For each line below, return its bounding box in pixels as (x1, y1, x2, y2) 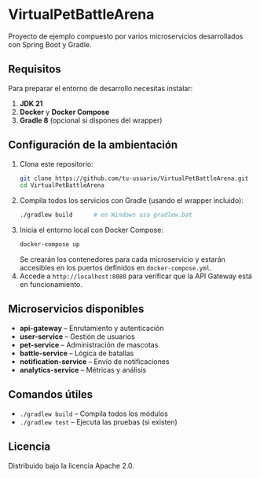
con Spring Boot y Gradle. (8, 39, 92, 49)
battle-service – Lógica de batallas (19, 348, 134, 358)
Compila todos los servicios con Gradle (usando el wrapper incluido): (19, 196, 244, 205)
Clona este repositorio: (19, 159, 93, 168)
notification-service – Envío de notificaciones (19, 356, 170, 366)
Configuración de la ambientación (8, 138, 178, 152)
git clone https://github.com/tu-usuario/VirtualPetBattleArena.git (19, 175, 249, 182)
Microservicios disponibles (8, 303, 145, 316)
